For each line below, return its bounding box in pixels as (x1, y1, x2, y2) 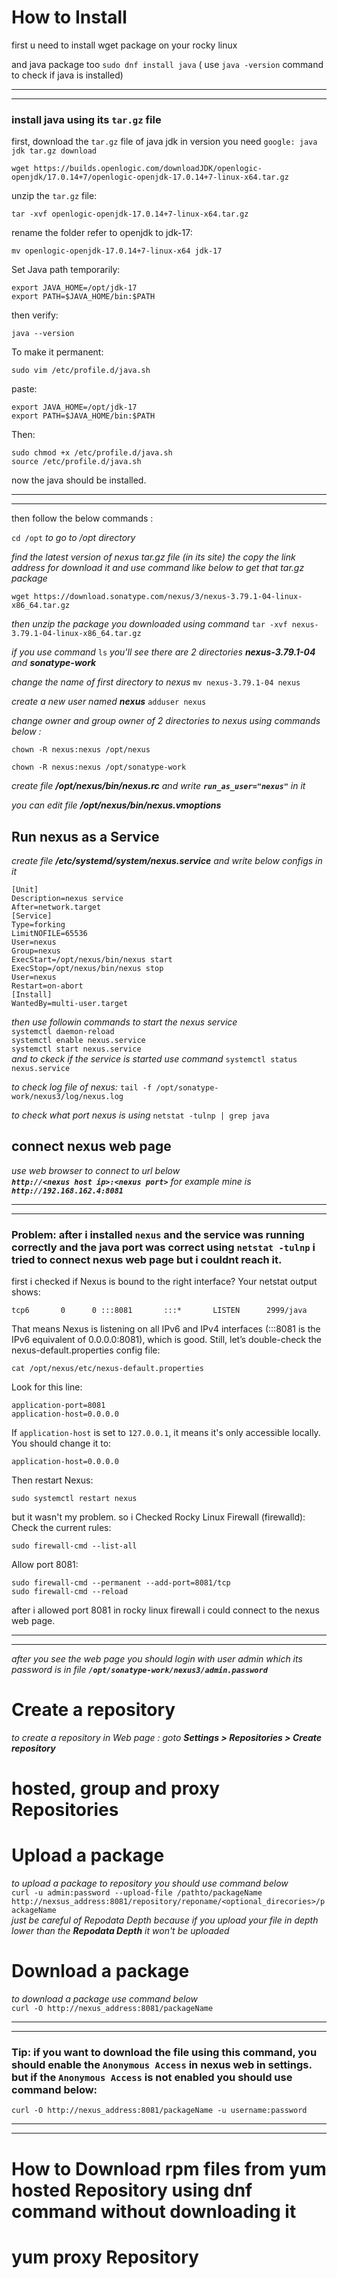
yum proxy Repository (11, 2246, 199, 2268)
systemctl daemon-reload (11, 1027, 115, 1037)
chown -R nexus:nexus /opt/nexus (11, 745, 151, 755)
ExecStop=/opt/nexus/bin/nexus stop (11, 964, 164, 974)
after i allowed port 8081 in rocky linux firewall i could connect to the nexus (11, 1604, 320, 1616)
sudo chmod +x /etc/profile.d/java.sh (11, 448, 173, 458)
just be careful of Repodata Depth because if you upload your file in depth (11, 1914, 319, 1926)
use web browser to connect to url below (11, 1164, 181, 1176)
